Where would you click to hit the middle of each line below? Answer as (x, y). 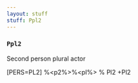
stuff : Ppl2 (24, 20)
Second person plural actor (46, 58)
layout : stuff (27, 14)
